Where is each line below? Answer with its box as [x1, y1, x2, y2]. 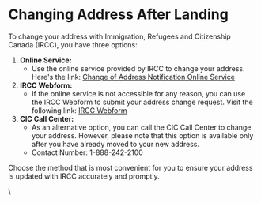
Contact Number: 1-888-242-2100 [31, 148, 144, 157]
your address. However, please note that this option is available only [31, 130, 254, 140]
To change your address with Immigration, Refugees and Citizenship [8, 32, 231, 41]
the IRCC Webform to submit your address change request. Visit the [31, 97, 253, 107]
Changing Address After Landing [8, 6, 229, 24]
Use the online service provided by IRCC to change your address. [31, 63, 245, 73]
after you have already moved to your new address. [31, 139, 200, 148]
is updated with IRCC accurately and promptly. [8, 171, 160, 181]
